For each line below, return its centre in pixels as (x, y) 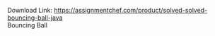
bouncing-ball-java (35, 18)
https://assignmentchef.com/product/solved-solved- (131, 10)
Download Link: (30, 10)
